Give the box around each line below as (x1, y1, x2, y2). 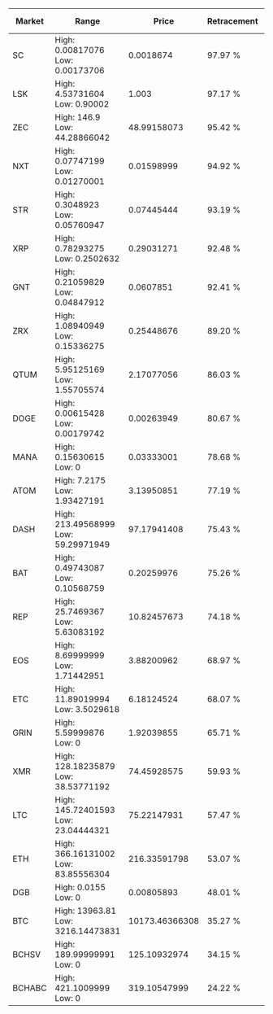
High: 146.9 (54, 111, 101, 123)
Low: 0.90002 (54, 98, 110, 109)
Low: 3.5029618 (54, 704, 120, 715)
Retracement (206, 15, 258, 27)
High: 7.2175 (54, 475, 106, 486)
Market (15, 15, 45, 27)
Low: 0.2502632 (54, 253, 120, 264)
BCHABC (12, 982, 47, 994)
